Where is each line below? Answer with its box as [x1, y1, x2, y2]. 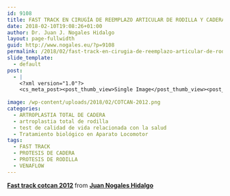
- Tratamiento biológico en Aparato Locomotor [13, 130, 149, 137]
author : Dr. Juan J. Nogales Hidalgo [7, 29, 115, 36]
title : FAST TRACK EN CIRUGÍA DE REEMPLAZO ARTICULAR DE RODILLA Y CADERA [7, 16, 225, 23]
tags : [7, 137, 23, 144]
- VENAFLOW [13, 162, 44, 169]
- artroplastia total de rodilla [13, 117, 109, 125]
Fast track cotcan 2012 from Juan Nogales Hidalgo [7, 181, 154, 189]
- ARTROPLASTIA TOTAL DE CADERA [13, 111, 106, 118]
